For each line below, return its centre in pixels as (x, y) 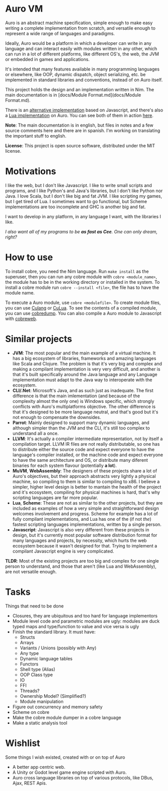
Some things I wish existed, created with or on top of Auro (65, 757)
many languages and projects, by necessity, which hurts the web (79, 540)
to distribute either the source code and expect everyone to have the (83, 449)
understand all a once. (36, 433)
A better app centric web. (39, 767)
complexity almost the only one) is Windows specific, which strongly (83, 401)
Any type (29, 653)
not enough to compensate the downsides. (57, 417)
